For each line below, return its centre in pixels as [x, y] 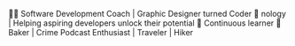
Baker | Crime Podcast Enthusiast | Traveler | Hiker [101, 32]
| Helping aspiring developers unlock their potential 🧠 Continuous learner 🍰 [145, 23]
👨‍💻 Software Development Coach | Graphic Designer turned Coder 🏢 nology [147, 14]
